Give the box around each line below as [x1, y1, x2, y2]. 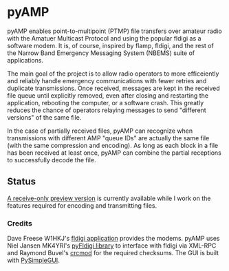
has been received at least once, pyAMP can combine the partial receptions [7, 149, 221, 157]
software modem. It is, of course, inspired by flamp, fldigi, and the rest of [7, 41, 215, 50]
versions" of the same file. [7, 113, 82, 121]
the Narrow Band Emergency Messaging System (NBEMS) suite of [7, 49, 195, 57]
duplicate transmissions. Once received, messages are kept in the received [7, 84, 220, 92]
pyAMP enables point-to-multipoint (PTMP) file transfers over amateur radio [7, 27, 222, 35]
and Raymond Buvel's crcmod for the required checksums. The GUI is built [7, 249, 219, 257]
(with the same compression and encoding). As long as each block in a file [7, 141, 219, 149]
